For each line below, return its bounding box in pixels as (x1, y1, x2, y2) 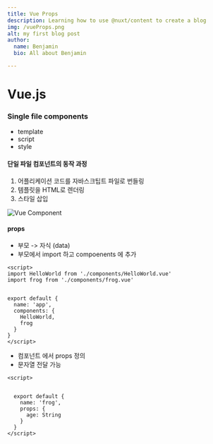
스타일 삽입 (17, 194, 49, 203)
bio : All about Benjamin (13, 50, 87, 57)
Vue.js (7, 86, 47, 102)
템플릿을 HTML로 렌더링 (17, 185, 85, 194)
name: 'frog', (20, 399, 61, 406)
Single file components (7, 111, 88, 121)
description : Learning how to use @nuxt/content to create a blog (7, 17, 207, 24)
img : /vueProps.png (7, 23, 65, 30)
